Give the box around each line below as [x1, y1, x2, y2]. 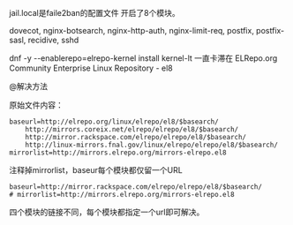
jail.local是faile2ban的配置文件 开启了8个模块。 [9, 8, 180, 18]
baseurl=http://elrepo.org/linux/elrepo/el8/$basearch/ [9, 117, 219, 126]
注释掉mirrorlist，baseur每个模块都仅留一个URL [9, 165, 183, 175]
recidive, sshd [27, 34, 79, 45]
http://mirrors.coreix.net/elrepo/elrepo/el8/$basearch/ [25, 125, 239, 134]
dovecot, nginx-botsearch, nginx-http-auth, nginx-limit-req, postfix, [9, 26, 254, 35]
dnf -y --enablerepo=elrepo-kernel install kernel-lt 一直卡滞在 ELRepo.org [9, 53, 278, 64]
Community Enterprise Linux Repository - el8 [9, 63, 174, 73]
